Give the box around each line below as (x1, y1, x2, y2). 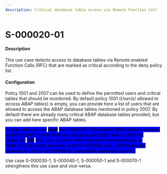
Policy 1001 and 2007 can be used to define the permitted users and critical (5, 90, 161, 96)
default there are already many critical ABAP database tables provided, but (5, 111, 159, 118)
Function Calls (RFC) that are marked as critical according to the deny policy (5, 62, 162, 68)
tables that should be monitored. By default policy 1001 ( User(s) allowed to (5, 96, 159, 102)
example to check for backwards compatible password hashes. (5, 148, 136, 154)
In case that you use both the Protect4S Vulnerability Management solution (5, 126, 160, 133)
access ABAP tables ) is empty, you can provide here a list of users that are (5, 101, 159, 107)
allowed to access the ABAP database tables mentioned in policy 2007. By (5, 106, 158, 112)
